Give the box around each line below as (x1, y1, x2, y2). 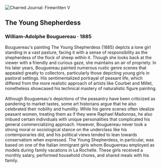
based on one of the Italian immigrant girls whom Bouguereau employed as (5, 142, 155, 148)
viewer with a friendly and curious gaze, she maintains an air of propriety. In (5, 60, 157, 65)
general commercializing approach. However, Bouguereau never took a (5, 121, 147, 127)
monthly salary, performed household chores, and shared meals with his (5, 152, 149, 158)
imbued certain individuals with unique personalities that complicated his (5, 116, 150, 122)
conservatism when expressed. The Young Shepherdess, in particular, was (5, 137, 154, 142)
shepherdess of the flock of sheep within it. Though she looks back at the (5, 54, 152, 60)
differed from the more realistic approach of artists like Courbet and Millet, (5, 80, 153, 86)
